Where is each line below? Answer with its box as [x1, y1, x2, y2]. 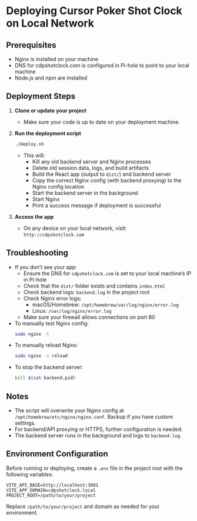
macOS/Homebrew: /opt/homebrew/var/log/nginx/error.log [32, 301, 179, 308]
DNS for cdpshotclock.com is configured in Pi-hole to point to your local [14, 62, 189, 69]
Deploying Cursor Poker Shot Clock [6, 4, 182, 18]
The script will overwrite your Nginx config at [14, 407, 125, 414]
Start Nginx [32, 195, 60, 202]
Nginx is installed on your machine [14, 56, 99, 62]
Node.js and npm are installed [14, 75, 87, 81]
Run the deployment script [14, 129, 81, 136]
